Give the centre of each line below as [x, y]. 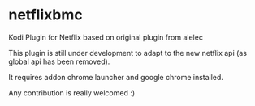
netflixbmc [45, 15]
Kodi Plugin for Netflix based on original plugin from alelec [106, 37]
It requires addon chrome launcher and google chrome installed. [116, 77]
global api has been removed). [59, 61]
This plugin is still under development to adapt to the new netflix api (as [128, 53]
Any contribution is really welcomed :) [72, 93]
